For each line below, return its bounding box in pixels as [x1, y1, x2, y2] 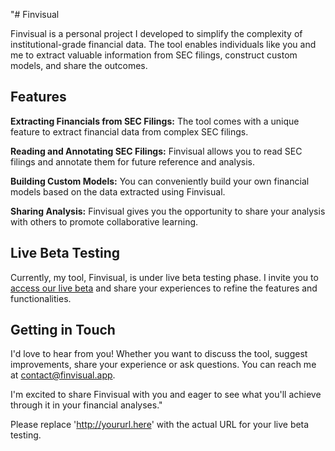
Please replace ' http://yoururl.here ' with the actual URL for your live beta [10, 419, 310, 431]
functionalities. [10, 292, 72, 304]
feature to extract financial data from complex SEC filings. [10, 125, 249, 138]
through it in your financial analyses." [10, 399, 163, 411]
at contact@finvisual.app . [10, 369, 116, 381]
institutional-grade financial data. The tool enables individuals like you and [10, 39, 317, 50]
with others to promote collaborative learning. [10, 215, 199, 228]
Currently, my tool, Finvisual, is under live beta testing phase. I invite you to [10, 271, 319, 283]
